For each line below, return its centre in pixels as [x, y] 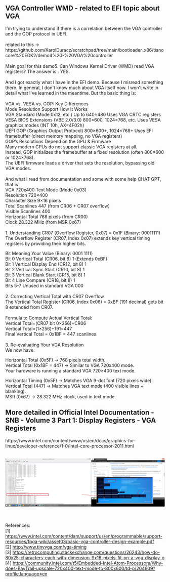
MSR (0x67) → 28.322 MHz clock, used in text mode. [61, 396]
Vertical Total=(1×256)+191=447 [39, 328]
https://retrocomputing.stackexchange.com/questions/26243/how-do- [86, 552]
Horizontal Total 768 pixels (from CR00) [47, 217]
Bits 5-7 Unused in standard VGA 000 [44, 285]
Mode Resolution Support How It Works [46, 109]
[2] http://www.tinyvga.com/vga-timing [46, 547]
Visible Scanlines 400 [28, 211]
